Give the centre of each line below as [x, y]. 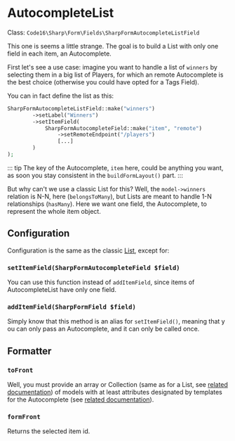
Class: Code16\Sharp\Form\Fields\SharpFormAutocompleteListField [103, 32]
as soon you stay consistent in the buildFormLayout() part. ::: [95, 175]
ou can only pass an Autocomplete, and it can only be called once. [103, 329]
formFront [24, 417]
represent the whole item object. [54, 211]
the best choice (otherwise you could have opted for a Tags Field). [103, 82]
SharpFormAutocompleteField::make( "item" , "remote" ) [123, 128]
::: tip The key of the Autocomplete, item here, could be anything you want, [115, 167]
